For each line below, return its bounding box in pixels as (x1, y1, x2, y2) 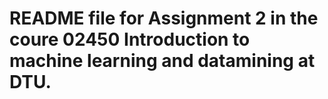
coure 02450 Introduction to (9, 28, 251, 51)
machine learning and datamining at (9, 50, 316, 72)
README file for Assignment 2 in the (9, 7, 319, 30)
